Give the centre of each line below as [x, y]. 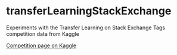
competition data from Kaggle [43, 33]
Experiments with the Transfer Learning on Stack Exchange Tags [86, 27]
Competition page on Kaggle [41, 45]
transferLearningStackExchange [89, 11]
